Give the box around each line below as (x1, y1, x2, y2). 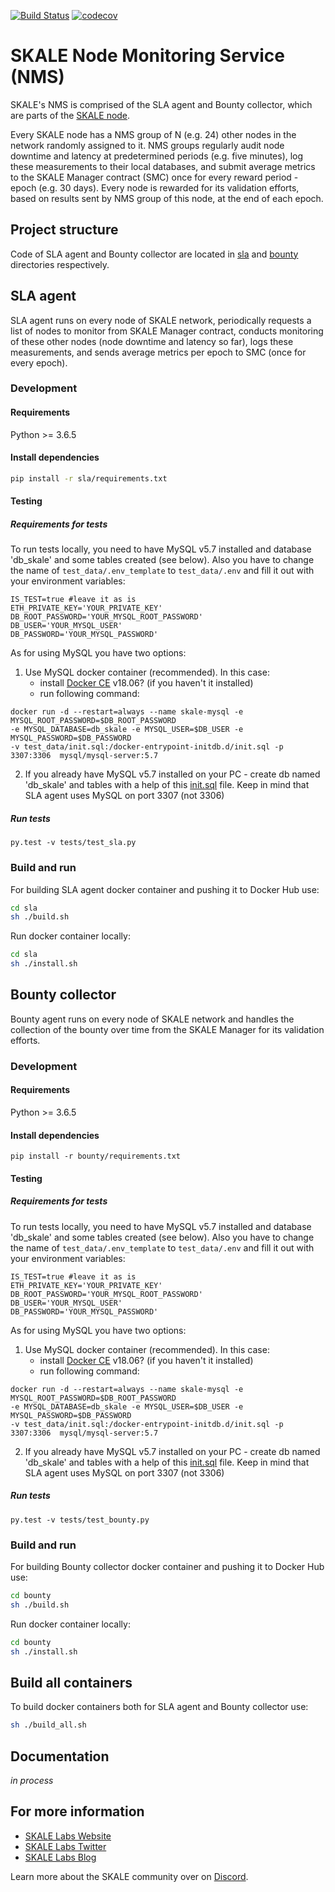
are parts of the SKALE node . (10, 109, 131, 121)
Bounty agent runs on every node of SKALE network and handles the (10, 1013, 295, 1025)
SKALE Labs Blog (24, 1851, 97, 1863)
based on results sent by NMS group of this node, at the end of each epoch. (10, 192, 324, 204)
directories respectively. (10, 258, 110, 270)
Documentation (10, 1748, 110, 1765)
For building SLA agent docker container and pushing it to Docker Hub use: (10, 883, 320, 895)
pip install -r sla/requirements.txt (10, 473, 168, 484)
